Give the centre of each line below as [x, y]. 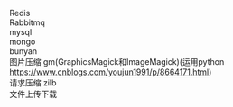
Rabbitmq [27, 22]
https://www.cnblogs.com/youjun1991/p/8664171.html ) [111, 72]
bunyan [23, 51]
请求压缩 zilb [33, 83]
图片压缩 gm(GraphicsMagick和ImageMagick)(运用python [117, 62]
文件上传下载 [33, 94]
